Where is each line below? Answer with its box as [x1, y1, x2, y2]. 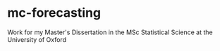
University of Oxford [7, 35, 67, 43]
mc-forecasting [7, 5, 101, 21]
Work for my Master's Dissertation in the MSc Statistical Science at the [7, 28, 213, 36]
